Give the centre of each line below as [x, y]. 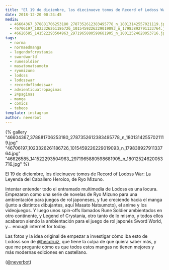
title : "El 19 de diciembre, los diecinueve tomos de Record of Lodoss [82, 10]
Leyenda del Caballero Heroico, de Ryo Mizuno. [55, 179]
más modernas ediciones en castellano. [47, 252]
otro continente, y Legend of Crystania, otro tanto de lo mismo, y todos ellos [84, 216]
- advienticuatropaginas [36, 89]
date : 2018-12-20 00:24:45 [33, 15]
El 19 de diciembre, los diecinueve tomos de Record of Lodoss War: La [78, 174]
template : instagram [27, 113]
